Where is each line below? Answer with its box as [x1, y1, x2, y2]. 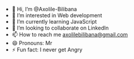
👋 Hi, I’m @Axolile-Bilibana [11, 6, 77, 12]
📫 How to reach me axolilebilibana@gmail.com [11, 31, 128, 38]
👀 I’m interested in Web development [11, 12, 102, 19]
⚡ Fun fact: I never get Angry [11, 46, 83, 53]
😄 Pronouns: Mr [11, 40, 52, 47]
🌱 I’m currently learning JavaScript [11, 18, 97, 25]
